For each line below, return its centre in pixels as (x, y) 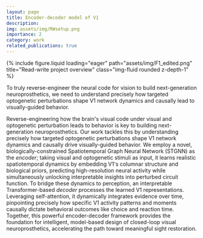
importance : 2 (24, 35)
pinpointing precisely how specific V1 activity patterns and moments (92, 202)
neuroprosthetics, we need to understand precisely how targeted (87, 94)
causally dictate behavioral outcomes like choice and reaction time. (90, 209)
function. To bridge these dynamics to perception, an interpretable (89, 183)
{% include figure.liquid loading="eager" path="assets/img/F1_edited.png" (99, 63)
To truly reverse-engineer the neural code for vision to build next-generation (101, 87)
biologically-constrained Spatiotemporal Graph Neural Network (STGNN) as (101, 151)
